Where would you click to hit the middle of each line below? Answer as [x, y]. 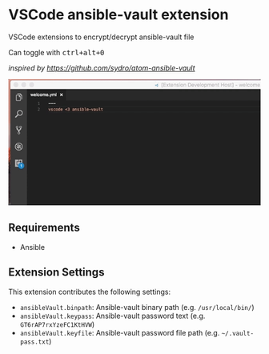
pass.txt [34, 342]
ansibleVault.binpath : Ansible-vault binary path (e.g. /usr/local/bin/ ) [137, 307]
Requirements [44, 228]
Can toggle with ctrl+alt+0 [56, 52]
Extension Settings [56, 273]
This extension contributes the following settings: [89, 292]
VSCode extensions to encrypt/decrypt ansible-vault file [101, 37]
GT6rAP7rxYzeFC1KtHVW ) [57, 324]
